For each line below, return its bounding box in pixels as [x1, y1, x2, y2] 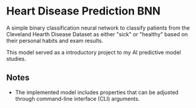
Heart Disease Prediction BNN [6, 4, 161, 18]
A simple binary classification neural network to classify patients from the [6, 24, 190, 31]
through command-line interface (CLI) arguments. [15, 95, 140, 102]
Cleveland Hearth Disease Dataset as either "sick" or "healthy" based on [6, 30, 188, 37]
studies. [6, 55, 26, 62]
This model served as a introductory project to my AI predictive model [6, 48, 181, 56]
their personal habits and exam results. [6, 37, 104, 44]
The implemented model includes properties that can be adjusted [15, 89, 179, 96]
